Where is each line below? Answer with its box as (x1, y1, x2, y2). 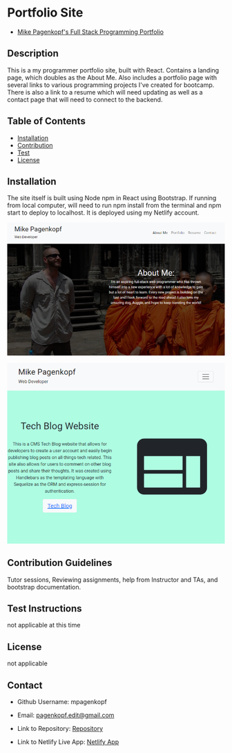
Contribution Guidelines (7, 557, 113, 569)
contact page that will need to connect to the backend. (7, 95, 163, 104)
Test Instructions (7, 603, 82, 614)
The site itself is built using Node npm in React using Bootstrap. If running (7, 194, 217, 202)
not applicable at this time (7, 621, 81, 629)
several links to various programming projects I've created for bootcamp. (7, 81, 215, 89)
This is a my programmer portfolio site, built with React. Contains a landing (7, 66, 220, 74)
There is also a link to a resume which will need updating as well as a (7, 88, 203, 96)
